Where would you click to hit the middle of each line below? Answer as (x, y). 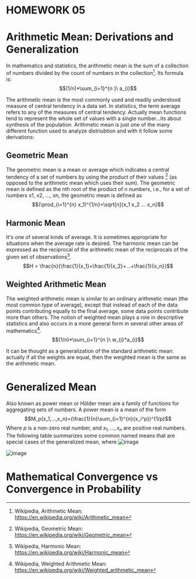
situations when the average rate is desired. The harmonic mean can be (92, 243)
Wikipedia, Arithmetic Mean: (48, 511)
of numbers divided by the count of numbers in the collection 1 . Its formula (95, 72)
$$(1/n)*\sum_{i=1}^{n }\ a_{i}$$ (98, 88)
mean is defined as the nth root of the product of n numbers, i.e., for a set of (98, 189)
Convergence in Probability (74, 489)
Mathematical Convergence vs (82, 477)
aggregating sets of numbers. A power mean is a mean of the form (86, 410)
